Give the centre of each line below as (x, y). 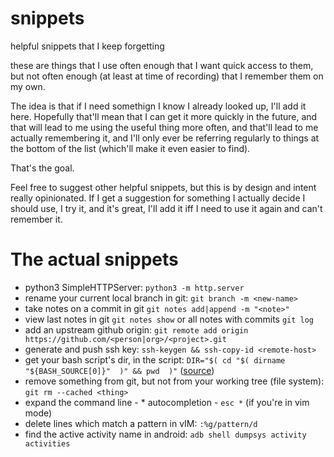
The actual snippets (94, 259)
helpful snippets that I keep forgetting (87, 46)
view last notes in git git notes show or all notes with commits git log (169, 319)
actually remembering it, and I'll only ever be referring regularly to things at (165, 138)
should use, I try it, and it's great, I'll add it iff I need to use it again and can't (166, 208)
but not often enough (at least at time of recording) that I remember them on (167, 76)
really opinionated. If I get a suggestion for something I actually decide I (158, 198)
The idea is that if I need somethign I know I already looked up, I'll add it (158, 106)
